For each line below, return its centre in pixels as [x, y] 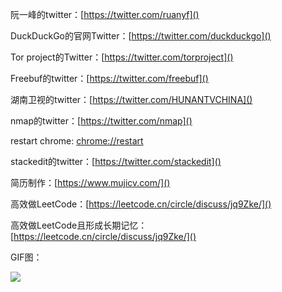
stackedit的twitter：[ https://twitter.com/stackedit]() [116, 161]
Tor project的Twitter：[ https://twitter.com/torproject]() [122, 57]
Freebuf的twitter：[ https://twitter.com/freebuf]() [109, 78]
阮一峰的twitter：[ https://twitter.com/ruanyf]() [105, 14]
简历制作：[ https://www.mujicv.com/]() [90, 182]
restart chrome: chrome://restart [77, 141]
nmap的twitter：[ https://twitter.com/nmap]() [101, 121]
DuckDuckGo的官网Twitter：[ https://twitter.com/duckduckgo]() [141, 36]
